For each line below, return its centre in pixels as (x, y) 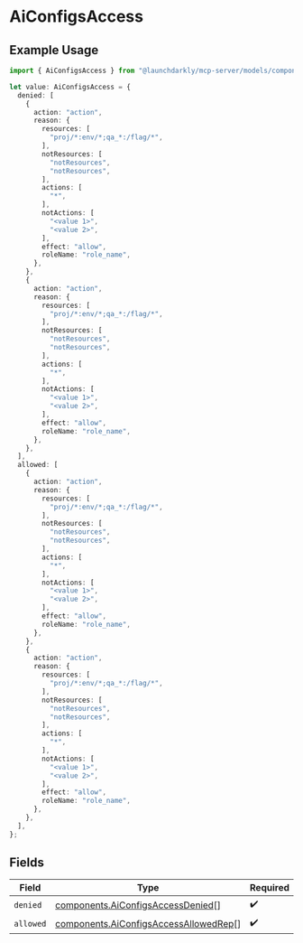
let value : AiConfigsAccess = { (70, 87)
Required (270, 888)
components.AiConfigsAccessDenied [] (138, 905)
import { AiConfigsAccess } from (72, 70)
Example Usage (54, 50)
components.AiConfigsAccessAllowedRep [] (148, 923)
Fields (27, 863)
